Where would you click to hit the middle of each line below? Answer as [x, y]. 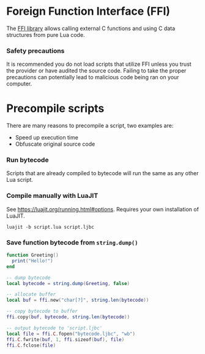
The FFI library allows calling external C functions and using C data [91, 28]
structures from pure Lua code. [46, 34]
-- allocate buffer [31, 294]
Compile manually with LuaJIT [52, 196]
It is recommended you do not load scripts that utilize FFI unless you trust [99, 64]
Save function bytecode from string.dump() [72, 242]
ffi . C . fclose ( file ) [31, 345]
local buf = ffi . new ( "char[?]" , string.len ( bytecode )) [78, 300]
